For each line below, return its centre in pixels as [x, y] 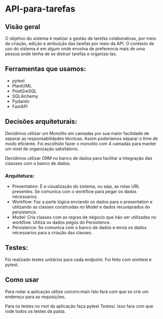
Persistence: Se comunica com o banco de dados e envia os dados [79, 227]
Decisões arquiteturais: [41, 122]
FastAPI [20, 106]
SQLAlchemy [25, 96]
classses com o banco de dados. [38, 163]
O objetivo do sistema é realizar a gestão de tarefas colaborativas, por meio [81, 38]
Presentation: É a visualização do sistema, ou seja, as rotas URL [76, 186]
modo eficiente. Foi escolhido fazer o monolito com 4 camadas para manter [81, 143]
